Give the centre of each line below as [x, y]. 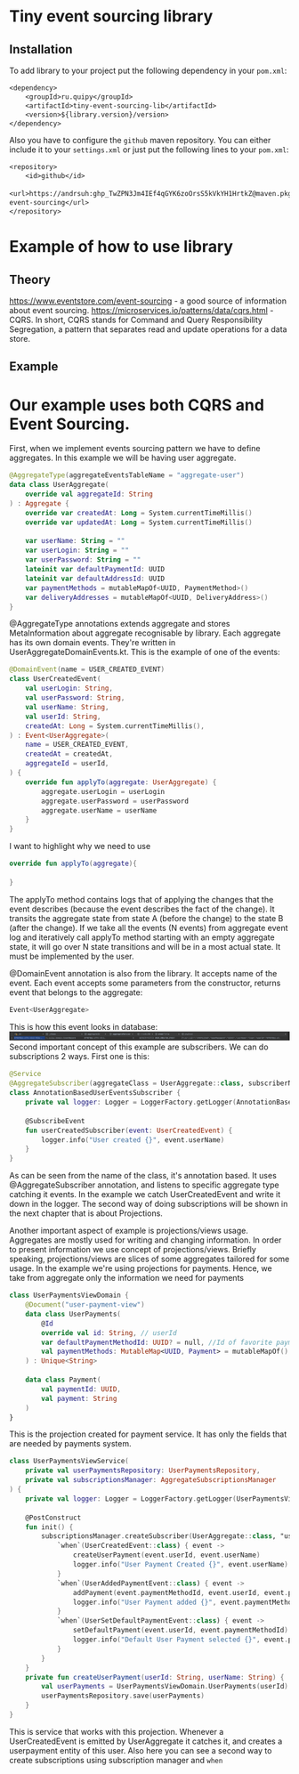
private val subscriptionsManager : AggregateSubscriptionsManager [151, 1480]
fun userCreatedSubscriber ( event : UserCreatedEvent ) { [129, 1130]
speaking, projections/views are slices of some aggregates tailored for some [149, 1259]
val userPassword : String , [75, 698]
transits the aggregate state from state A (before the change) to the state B [146, 918]
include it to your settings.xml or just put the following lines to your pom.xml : [149, 150]
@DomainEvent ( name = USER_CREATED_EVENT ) [87, 669]
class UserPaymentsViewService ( [69, 1462]
